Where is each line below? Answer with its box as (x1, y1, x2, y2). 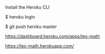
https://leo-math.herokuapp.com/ (5, 43, 74, 49)
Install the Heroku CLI (5, 4, 50, 10)
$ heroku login (5, 14, 35, 19)
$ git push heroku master (5, 23, 57, 29)
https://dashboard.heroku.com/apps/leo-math (5, 33, 100, 39)
